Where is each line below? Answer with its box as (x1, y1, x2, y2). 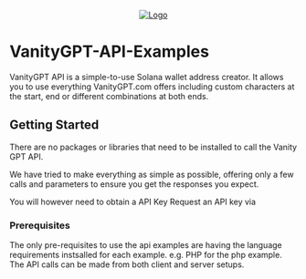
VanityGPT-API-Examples (9, 41, 210, 62)
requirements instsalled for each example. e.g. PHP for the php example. (9, 250, 283, 261)
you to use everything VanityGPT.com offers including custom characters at (9, 81, 295, 92)
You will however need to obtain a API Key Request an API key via (9, 196, 257, 207)
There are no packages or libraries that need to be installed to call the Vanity (9, 141, 298, 152)
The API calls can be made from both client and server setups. (9, 259, 245, 270)
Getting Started (9, 118, 100, 133)
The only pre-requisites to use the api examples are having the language (9, 240, 282, 251)
